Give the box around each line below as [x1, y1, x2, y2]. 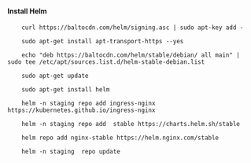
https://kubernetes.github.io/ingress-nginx [7, 106, 156, 114]
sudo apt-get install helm [21, 86, 110, 94]
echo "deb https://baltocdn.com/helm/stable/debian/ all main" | [21, 51, 241, 59]
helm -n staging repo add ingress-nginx [21, 99, 156, 108]
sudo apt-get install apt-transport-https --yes [21, 38, 184, 46]
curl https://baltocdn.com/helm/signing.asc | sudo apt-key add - [21, 24, 244, 31]
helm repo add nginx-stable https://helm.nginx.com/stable [21, 134, 220, 142]
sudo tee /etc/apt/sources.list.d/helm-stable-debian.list [7, 58, 205, 66]
